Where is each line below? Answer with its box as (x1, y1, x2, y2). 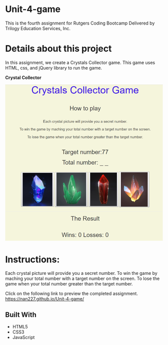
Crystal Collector (5, 74, 41, 81)
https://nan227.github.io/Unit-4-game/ (5, 296, 84, 302)
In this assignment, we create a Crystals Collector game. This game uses (5, 59, 155, 66)
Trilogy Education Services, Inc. (5, 25, 71, 31)
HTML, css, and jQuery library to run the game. (5, 65, 102, 71)
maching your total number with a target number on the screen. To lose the (5, 275, 160, 281)
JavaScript (12, 334, 35, 340)
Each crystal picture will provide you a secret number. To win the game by (5, 270, 157, 276)
